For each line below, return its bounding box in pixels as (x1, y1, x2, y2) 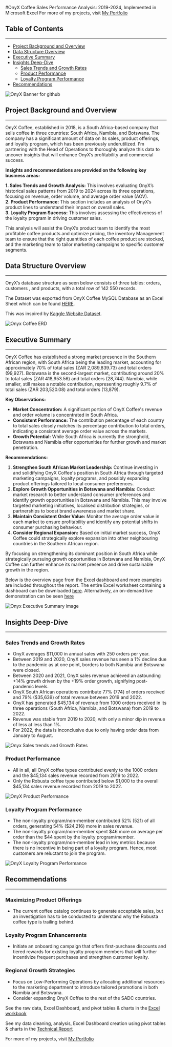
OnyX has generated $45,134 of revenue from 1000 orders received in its (12, 700, 167, 706)
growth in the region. (5, 567, 50, 573)
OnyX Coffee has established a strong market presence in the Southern (5, 354, 156, 360)
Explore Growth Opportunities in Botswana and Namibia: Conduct (12, 486, 155, 492)
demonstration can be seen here (5, 593, 74, 599)
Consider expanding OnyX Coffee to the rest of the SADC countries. (12, 995, 157, 1001)
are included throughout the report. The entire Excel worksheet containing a (5, 582, 165, 588)
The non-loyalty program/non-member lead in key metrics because (12, 839, 155, 845)
